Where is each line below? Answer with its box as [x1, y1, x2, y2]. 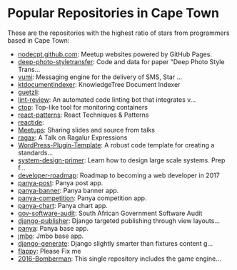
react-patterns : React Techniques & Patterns [17, 110, 149, 119]
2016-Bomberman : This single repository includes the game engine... [17, 254, 221, 263]
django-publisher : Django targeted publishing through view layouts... [17, 216, 220, 225]
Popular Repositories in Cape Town [7, 5, 220, 21]
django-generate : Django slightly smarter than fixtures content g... [17, 239, 213, 247]
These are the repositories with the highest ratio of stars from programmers [7, 28, 230, 37]
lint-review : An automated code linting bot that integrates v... [17, 95, 196, 104]
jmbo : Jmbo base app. [17, 232, 84, 240]
